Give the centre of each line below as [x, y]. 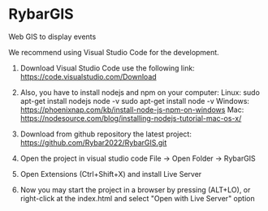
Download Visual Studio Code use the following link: [107, 68]
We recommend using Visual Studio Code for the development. [114, 52]
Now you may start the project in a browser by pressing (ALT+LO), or [135, 189]
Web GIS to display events [52, 37]
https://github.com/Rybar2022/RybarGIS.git [93, 142]
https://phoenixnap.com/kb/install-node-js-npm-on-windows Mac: [132, 110]
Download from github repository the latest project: [106, 134]
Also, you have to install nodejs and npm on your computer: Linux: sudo [140, 92]
